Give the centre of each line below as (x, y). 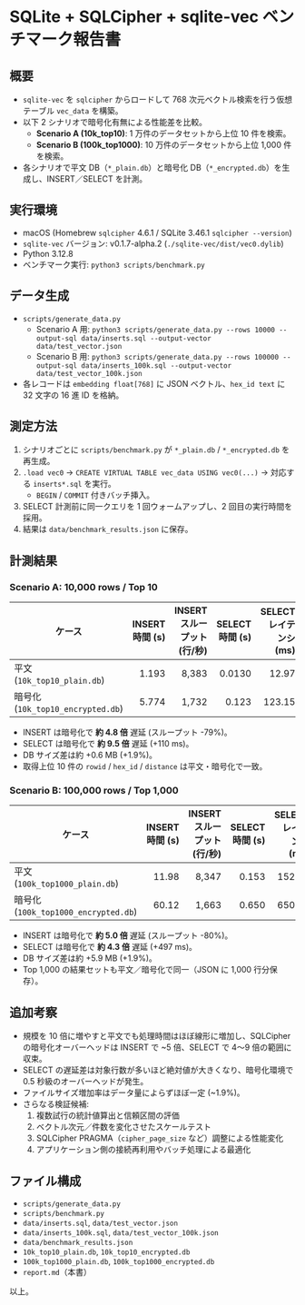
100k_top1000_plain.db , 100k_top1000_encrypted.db (118, 1261)
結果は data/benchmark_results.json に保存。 (108, 529)
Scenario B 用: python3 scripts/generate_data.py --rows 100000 (157, 356)
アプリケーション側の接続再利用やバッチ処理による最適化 (143, 1150)
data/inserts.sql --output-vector (146, 338)
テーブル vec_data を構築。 (73, 111)
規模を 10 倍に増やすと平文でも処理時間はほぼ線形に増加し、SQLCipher (157, 1036)
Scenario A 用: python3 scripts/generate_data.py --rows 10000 (155, 329)
